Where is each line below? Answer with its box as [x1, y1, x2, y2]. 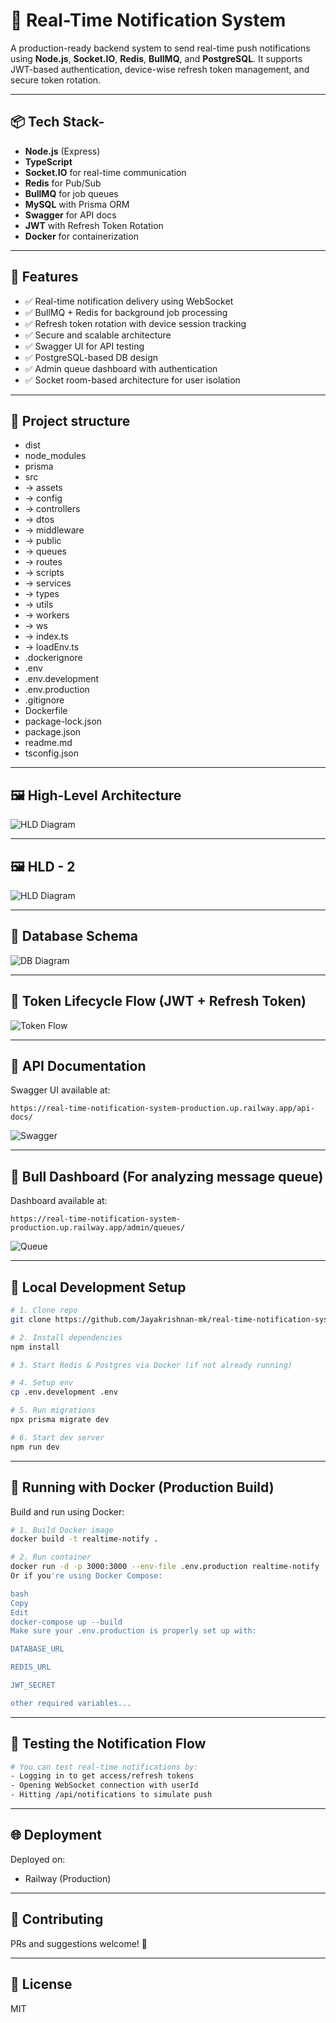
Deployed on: [10, 1853, 66, 1865]
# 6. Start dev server [10, 1432, 105, 1443]
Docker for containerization [24, 230, 139, 242]
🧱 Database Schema [10, 928, 139, 945]
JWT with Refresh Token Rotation [24, 219, 164, 231]
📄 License [10, 1976, 73, 1993]
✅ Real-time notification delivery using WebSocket [24, 295, 234, 307]
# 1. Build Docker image [10, 1525, 114, 1535]
